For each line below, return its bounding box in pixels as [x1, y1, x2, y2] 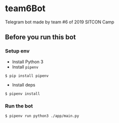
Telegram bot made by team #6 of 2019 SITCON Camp [5, 19, 115, 25]
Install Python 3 [12, 59, 44, 65]
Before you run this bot [5, 33, 76, 41]
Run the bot [5, 103, 33, 109]
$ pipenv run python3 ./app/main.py [5, 113, 79, 118]
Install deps [12, 82, 35, 88]
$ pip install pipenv [5, 73, 49, 78]
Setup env [5, 48, 30, 54]
